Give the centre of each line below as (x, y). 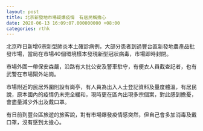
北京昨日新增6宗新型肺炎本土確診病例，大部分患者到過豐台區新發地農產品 (98, 46)
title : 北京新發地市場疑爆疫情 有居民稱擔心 (56, 17)
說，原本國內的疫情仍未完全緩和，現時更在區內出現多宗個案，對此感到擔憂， (101, 94)
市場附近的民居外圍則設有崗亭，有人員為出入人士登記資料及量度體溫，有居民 (101, 87)
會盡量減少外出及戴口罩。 (38, 102)
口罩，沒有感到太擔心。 (35, 122)
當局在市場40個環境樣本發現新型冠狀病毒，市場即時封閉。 (99, 54)
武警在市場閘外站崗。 (33, 74)
